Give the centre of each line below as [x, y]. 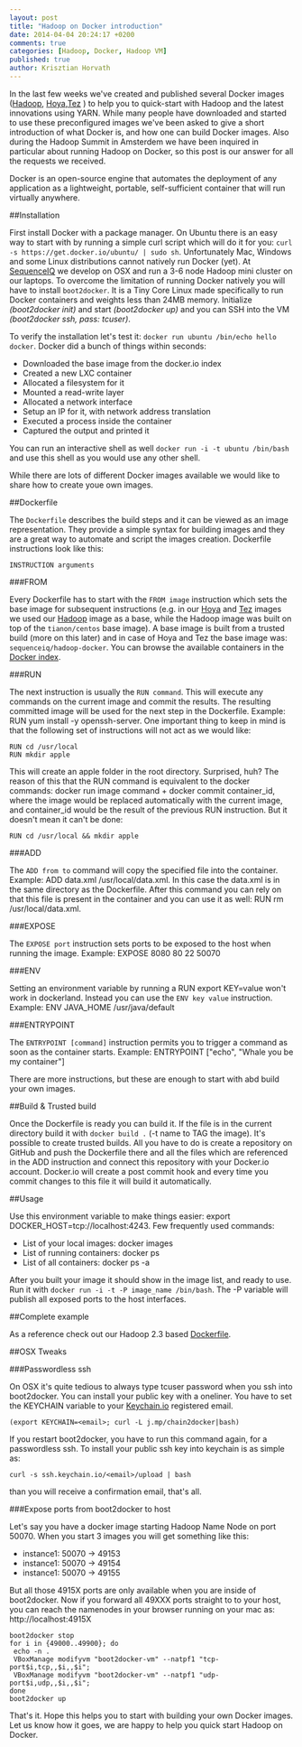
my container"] [37, 1061]
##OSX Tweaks [38, 1352]
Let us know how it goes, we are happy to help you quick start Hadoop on [146, 1724]
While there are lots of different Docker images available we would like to [145, 475]
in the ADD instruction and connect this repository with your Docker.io [139, 1162]
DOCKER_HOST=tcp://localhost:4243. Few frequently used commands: [142, 1225]
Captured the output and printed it [86, 431]
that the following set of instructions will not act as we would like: [130, 730]
